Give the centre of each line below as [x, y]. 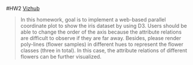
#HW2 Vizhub [23, 8]
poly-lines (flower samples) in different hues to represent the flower [102, 44]
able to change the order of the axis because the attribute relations [101, 32]
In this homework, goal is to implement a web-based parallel [93, 19]
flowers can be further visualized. [61, 57]
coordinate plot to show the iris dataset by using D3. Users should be [104, 26]
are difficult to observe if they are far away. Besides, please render [101, 38]
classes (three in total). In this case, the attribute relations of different [104, 50]
